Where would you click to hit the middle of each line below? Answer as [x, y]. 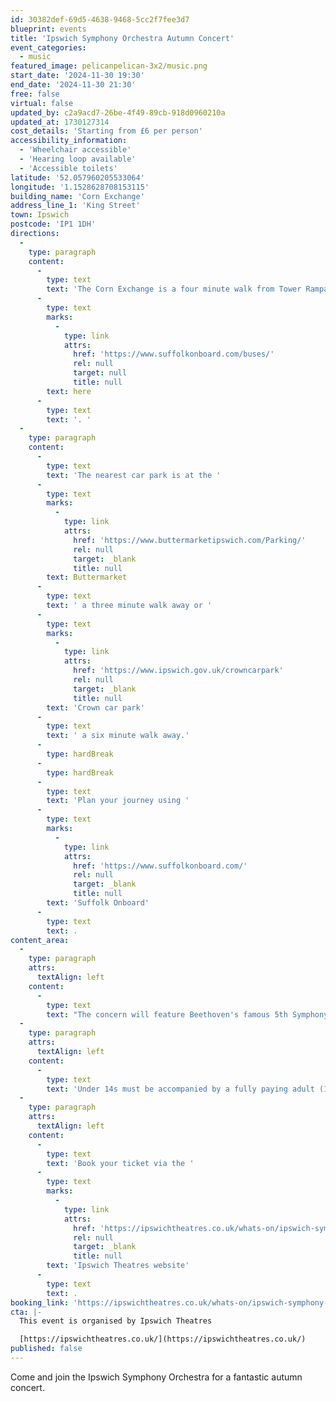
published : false [46, 1349]
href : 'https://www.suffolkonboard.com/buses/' [174, 354]
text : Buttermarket [87, 577]
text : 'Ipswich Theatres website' [118, 1266]
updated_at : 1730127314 [60, 122]
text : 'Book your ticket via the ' [120, 1163]
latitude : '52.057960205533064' [77, 177]
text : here [69, 391]
